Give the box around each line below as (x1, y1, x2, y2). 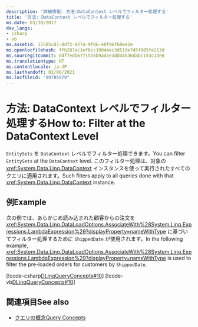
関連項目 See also (6, 297, 70, 307)
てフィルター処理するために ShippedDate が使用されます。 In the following (6, 235, 183, 242)
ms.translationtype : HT (6, 58, 65, 64)
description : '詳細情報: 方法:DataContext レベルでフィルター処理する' (6, 8, 169, 15)
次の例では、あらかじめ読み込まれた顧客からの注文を (6, 214, 136, 221)
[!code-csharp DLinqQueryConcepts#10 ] (6, 272, 104, 279)
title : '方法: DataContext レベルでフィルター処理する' (6, 14, 133, 20)
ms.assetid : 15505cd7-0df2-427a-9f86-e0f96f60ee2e (6, 42, 133, 48)
